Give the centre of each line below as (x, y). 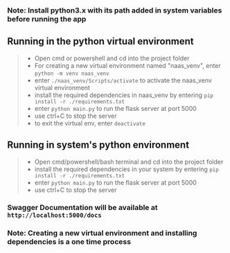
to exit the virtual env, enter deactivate (90, 123)
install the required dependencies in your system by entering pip (127, 169)
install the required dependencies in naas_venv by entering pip (124, 95)
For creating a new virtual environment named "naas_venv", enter (128, 65)
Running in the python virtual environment (100, 41)
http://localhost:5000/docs (54, 216)
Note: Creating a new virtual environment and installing (102, 233)
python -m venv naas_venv (72, 73)
